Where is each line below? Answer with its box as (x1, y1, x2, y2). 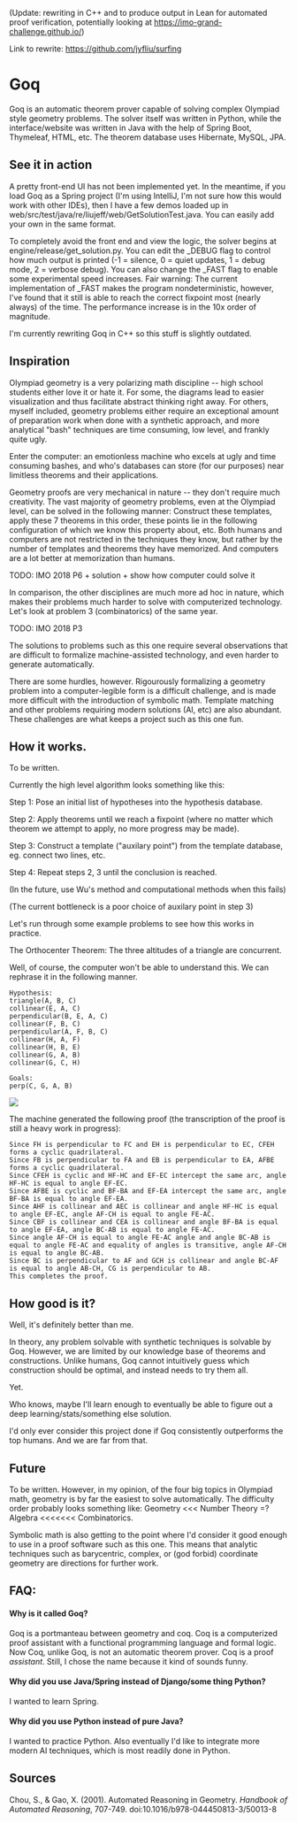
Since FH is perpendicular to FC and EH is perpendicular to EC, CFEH (9, 1141, 275, 1150)
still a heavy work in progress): (9, 1123, 121, 1134)
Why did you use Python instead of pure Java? (9, 1716, 184, 1727)
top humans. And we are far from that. (9, 1435, 148, 1446)
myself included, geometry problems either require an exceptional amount (9, 405, 279, 416)
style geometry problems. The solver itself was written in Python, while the (9, 112, 282, 123)
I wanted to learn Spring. (9, 1696, 99, 1706)
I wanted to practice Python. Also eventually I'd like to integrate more (9, 1736, 261, 1746)
